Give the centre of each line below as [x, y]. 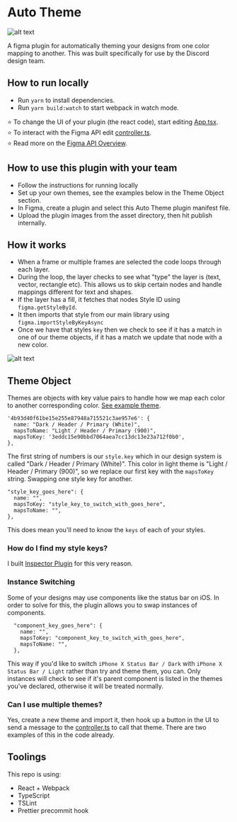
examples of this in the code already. [61, 735]
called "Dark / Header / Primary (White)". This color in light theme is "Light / [117, 464]
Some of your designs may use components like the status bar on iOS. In [113, 597]
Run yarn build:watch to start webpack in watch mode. [98, 108]
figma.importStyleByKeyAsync [60, 323]
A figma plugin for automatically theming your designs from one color [109, 45]
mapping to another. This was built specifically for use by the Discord [109, 53]
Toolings [27, 757]
